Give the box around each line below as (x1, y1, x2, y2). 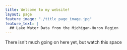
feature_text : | (5, 21, 39, 26)
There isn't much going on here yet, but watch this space (5, 39, 122, 45)
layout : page (5, 12, 32, 17)
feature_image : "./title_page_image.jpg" (5, 16, 92, 21)
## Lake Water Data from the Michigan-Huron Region (9, 26, 119, 31)
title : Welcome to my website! (5, 7, 70, 12)
